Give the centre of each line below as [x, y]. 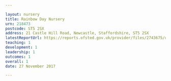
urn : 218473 [18, 24]
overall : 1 [17, 61]
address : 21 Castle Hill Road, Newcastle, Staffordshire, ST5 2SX [77, 33]
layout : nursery [22, 14]
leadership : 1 [20, 52]
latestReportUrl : [24, 38]
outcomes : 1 [18, 57]
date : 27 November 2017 [31, 66]
